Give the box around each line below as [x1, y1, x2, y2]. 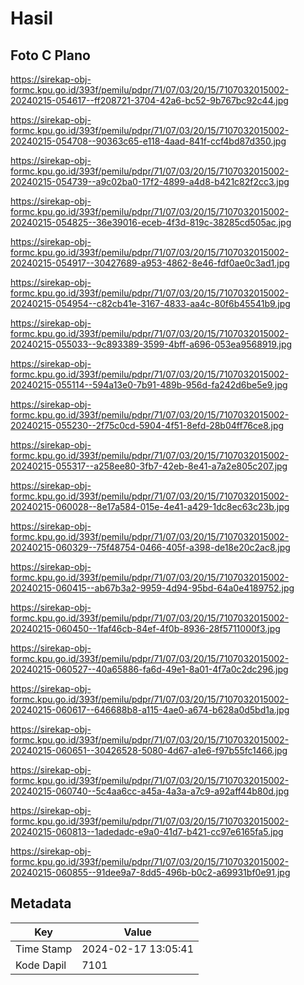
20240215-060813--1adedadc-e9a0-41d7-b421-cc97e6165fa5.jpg [10, 826, 284, 837]
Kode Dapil [15, 958, 67, 972]
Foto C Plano [10, 47, 91, 64]
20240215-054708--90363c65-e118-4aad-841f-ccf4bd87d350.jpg [10, 135, 287, 147]
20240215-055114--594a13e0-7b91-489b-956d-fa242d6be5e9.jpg [10, 379, 288, 391]
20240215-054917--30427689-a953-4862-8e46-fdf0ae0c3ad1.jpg [10, 257, 290, 269]
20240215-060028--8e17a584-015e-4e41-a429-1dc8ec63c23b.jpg [10, 501, 290, 512]
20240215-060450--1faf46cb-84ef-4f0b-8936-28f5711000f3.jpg [10, 623, 281, 634]
